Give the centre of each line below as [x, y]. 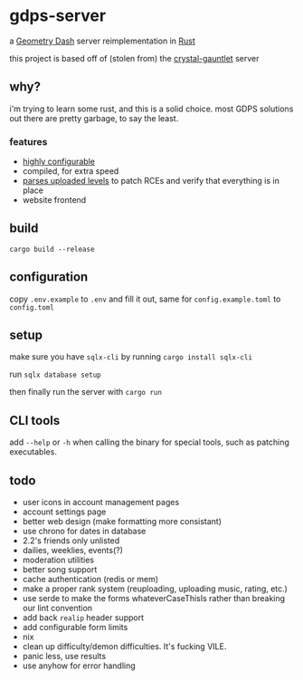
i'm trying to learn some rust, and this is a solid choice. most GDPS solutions [151, 109]
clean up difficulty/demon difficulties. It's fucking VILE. [124, 646]
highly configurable [58, 162]
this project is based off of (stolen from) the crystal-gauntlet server [134, 58]
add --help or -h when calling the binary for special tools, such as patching [149, 442]
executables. [33, 452]
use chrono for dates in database [84, 532]
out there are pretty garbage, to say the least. [94, 118]
